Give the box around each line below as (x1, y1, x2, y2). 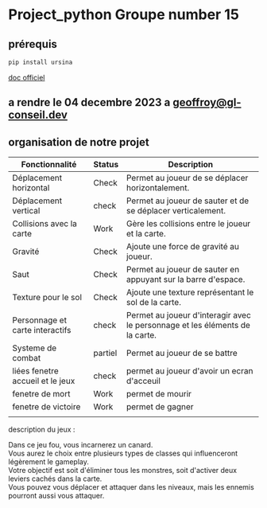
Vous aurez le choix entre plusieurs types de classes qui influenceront (8, 448, 238, 459)
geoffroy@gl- (172, 96, 242, 109)
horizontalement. (126, 182, 190, 193)
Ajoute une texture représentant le (126, 287, 254, 298)
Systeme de (12, 342, 57, 354)
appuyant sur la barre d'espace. (126, 274, 246, 285)
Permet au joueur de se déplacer (126, 173, 249, 184)
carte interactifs (12, 325, 72, 336)
